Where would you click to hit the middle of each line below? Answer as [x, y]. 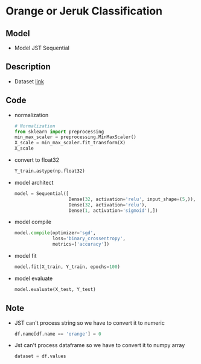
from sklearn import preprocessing [59, 132]
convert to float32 [37, 160]
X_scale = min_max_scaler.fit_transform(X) [70, 143]
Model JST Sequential [42, 48]
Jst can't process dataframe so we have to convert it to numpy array [100, 345]
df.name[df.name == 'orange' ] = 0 [58, 334]
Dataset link [29, 81]
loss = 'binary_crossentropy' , [89, 239]
